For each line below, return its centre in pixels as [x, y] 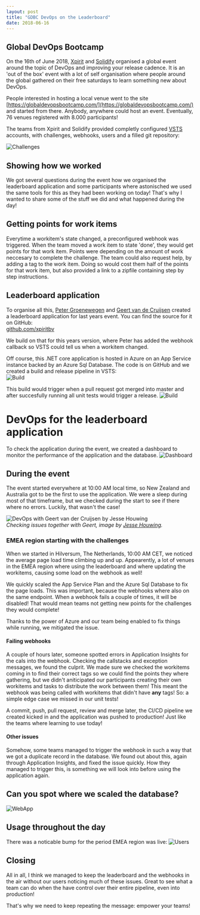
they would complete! [33, 609]
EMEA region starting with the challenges [68, 541]
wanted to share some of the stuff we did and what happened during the [96, 199]
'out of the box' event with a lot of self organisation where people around [96, 74]
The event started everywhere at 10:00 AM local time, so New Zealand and [98, 488]
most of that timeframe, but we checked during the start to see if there [93, 501]
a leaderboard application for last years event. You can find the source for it [99, 316]
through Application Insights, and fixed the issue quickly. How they [88, 763]
